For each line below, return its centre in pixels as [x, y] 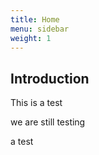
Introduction [50, 78]
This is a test [36, 103]
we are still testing [48, 122]
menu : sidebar [40, 29]
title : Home [35, 19]
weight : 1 [31, 38]
